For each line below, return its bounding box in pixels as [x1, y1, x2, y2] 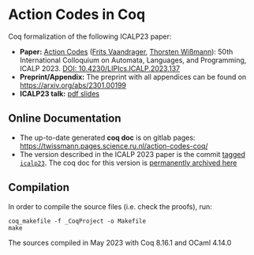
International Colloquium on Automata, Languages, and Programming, [19, 55, 247, 65]
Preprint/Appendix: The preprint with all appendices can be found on [19, 72, 247, 81]
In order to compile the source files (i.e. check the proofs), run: [8, 201, 213, 211]
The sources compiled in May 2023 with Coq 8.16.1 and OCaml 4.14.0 [8, 238, 232, 247]
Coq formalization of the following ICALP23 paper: [8, 32, 172, 41]
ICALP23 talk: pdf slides [19, 88, 100, 98]
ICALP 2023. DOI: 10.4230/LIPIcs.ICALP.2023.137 [19, 63, 180, 73]
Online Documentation [8, 112, 121, 126]
